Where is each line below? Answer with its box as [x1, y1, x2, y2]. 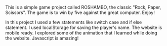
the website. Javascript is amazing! [5, 35, 79, 41]
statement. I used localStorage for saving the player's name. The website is [5, 24, 162, 30]
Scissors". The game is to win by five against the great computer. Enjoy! [5, 9, 155, 15]
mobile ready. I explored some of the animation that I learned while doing [5, 30, 158, 35]
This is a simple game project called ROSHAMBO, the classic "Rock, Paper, [5, 4, 161, 10]
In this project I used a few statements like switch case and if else [5, 19, 142, 25]
